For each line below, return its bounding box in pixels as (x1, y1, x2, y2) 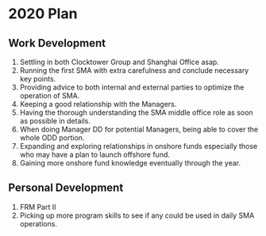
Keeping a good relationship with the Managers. (19, 100, 177, 108)
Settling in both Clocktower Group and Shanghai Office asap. (19, 57, 220, 67)
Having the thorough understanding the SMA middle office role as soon (19, 108, 253, 117)
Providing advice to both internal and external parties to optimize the (19, 82, 245, 92)
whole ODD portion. (19, 133, 85, 143)
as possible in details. (19, 116, 91, 125)
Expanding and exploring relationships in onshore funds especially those (19, 142, 258, 150)
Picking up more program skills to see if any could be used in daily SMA (19, 211, 255, 220)
